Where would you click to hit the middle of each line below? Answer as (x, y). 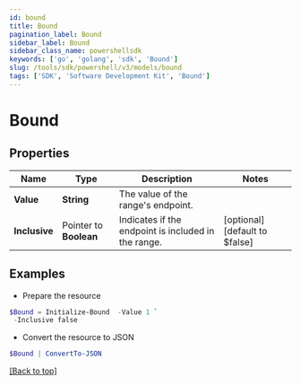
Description (167, 179)
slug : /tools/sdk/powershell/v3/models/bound (95, 68)
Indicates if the (150, 219)
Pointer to (82, 225)
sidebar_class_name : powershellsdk (76, 51)
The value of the (154, 194)
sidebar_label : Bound (50, 43)
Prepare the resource (61, 295)
